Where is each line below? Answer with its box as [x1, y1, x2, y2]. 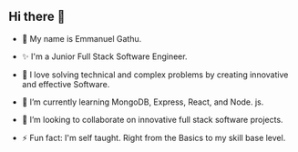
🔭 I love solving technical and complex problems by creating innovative [21, 69, 289, 80]
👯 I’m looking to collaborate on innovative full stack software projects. [21, 114, 283, 125]
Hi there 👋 [8, 9, 66, 25]
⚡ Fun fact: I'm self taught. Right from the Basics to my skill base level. [21, 132, 286, 143]
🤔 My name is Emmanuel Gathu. [21, 33, 142, 44]
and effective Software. [21, 78, 110, 89]
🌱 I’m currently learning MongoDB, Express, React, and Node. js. [21, 96, 264, 107]
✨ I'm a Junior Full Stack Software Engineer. [21, 51, 188, 62]
